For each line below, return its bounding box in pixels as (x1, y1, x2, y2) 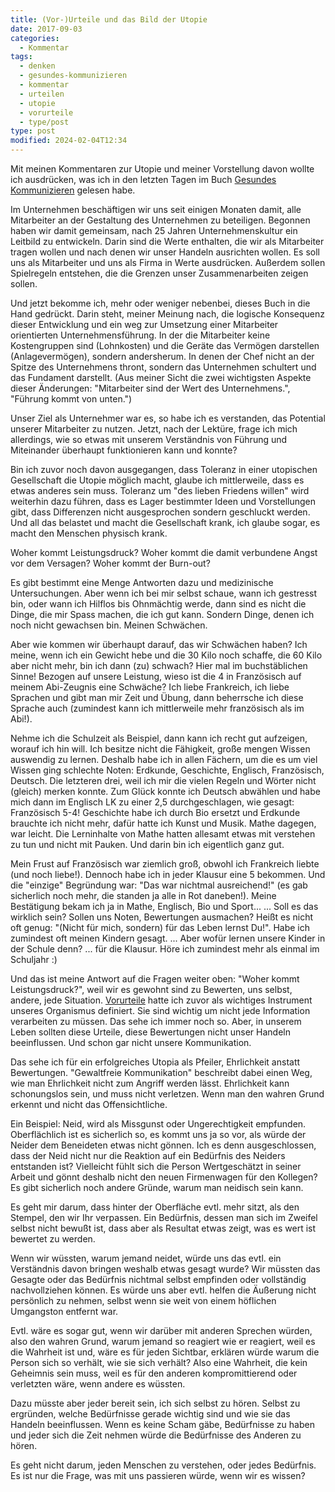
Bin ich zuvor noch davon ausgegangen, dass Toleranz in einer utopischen (10, 464, 318, 475)
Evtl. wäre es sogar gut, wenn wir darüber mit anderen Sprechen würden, (10, 1325, 313, 1336)
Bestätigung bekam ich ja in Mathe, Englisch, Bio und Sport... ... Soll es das (10, 901, 319, 912)
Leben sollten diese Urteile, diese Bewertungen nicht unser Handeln (10, 1026, 291, 1038)
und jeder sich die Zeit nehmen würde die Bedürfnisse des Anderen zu (10, 1429, 302, 1441)
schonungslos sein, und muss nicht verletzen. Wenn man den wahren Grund (10, 1088, 325, 1100)
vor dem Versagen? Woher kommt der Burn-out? (10, 557, 211, 569)
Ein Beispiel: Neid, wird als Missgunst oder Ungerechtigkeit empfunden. (10, 1118, 307, 1130)
